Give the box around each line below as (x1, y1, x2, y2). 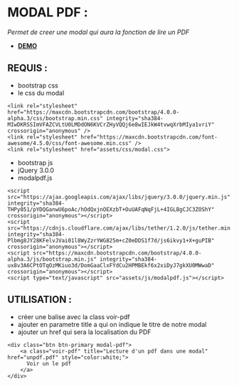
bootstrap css (17, 81, 58, 90)
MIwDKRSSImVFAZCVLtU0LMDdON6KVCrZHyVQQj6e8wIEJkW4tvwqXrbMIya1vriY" (7, 121, 215, 128)
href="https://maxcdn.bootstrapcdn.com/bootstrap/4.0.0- (7, 108, 180, 116)
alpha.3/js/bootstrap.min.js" (7, 255, 97, 263)
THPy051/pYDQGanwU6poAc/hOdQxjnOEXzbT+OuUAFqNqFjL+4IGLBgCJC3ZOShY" (7, 205, 215, 213)
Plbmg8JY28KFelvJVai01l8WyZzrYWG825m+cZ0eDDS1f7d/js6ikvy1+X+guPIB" (7, 237, 215, 244)
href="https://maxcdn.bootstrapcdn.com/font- (80, 133, 218, 141)
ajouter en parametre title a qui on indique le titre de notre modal (17, 320, 207, 328)
